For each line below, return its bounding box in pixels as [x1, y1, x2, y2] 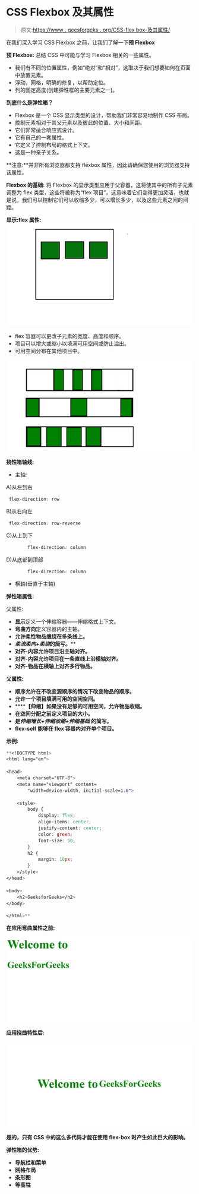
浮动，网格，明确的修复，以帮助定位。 [14, 78, 109, 86]
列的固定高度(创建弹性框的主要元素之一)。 [14, 86, 118, 93]
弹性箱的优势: [6, 1146, 40, 1153]
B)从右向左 [6, 507, 33, 514]
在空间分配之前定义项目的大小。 [14, 710, 93, 717]
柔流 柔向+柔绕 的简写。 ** [14, 640, 76, 647]
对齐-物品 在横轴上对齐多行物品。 [14, 662, 96, 669]
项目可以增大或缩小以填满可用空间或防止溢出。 [14, 340, 129, 348]
